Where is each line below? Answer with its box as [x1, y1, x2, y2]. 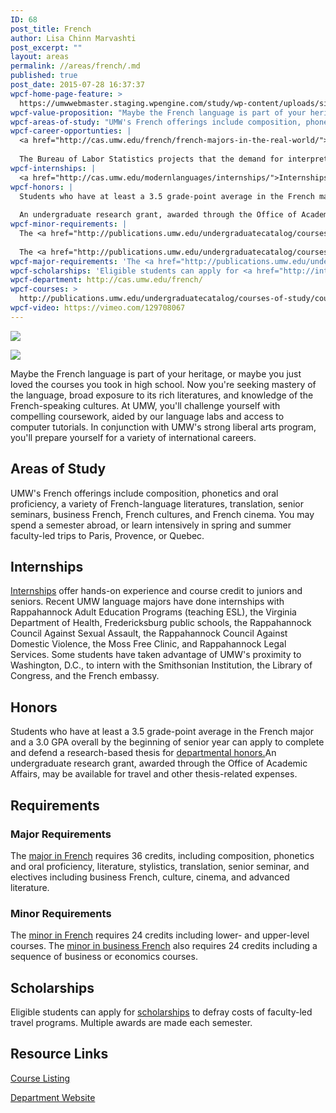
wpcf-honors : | [10, 182, 74, 192]
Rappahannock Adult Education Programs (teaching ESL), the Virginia [10, 606, 297, 618]
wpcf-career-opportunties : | [10, 126, 132, 136]
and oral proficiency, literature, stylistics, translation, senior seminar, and [10, 860, 310, 872]
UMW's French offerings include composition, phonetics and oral [10, 487, 279, 499]
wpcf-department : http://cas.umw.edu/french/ [10, 275, 203, 285]
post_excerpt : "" [10, 42, 83, 53]
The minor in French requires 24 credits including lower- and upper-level [10, 929, 310, 941]
